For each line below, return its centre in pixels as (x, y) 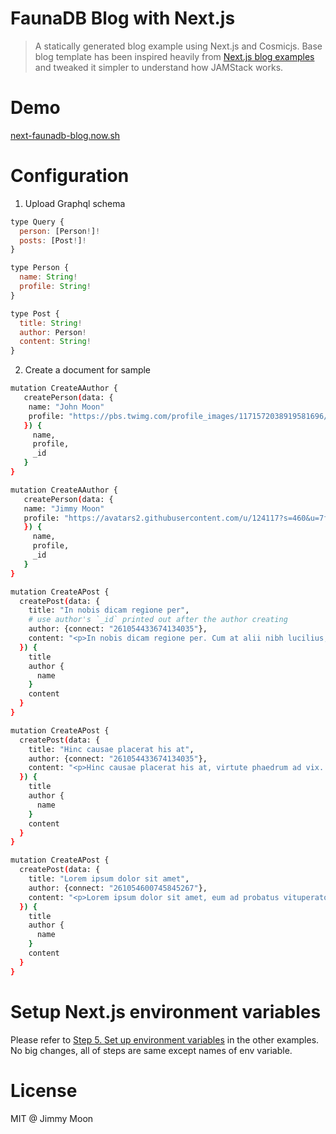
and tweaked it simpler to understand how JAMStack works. (159, 67)
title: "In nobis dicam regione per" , (109, 610)
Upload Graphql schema (75, 203)
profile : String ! (55, 287)
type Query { (37, 222)
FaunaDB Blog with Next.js (123, 18)
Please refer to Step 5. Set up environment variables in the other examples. (165, 1039)
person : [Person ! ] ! (60, 231)
